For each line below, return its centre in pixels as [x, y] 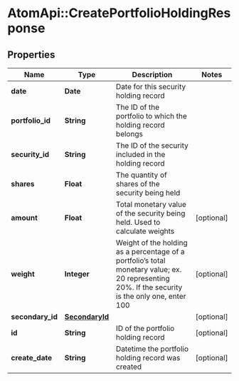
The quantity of [142, 175]
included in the [141, 154]
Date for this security [151, 87]
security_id [30, 154]
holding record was [148, 358]
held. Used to [138, 222]
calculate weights [145, 231]
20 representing [143, 278]
